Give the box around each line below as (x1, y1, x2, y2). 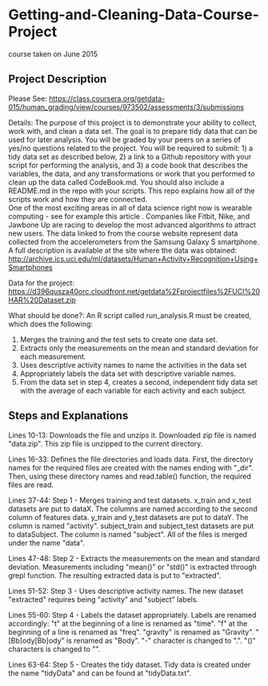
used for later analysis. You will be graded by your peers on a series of (8, 135, 242, 144)
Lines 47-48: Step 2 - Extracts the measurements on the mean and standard (8, 553, 260, 563)
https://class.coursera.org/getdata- (49, 94, 166, 103)
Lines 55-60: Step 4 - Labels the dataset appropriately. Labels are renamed (8, 610, 257, 619)
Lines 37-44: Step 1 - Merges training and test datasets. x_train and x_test (8, 495, 252, 505)
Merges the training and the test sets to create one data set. (19, 334, 218, 344)
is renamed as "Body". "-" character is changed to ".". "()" (66, 636, 256, 645)
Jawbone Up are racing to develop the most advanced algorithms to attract (8, 220, 256, 229)
